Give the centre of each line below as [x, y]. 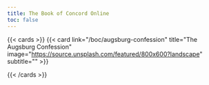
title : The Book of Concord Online [58, 13]
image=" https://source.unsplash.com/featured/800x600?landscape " [105, 54]
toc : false [23, 20]
